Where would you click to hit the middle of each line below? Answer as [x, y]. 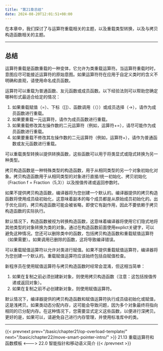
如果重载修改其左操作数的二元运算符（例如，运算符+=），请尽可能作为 [82, 125]
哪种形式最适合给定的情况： [33, 97]
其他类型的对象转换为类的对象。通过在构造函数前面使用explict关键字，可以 [80, 227]
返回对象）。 [33, 283]
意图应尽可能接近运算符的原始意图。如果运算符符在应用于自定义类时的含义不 [81, 75]
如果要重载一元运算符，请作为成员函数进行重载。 [61, 119]
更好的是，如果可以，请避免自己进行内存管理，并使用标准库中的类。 [73, 317]
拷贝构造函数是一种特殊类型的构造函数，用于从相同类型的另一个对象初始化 [79, 170]
